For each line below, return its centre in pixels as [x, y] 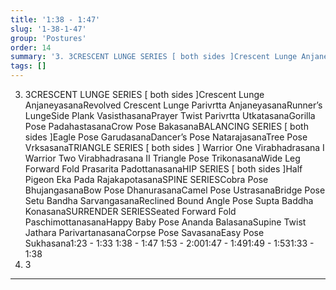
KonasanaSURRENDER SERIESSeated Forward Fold [130, 211]
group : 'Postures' [48, 38]
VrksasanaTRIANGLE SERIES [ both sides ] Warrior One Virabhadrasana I [174, 147]
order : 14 [31, 47]
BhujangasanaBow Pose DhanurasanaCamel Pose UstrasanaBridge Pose [175, 190]
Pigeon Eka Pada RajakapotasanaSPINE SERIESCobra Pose [146, 179]
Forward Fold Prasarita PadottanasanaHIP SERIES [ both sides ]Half [163, 169]
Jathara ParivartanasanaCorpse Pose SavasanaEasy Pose [144, 232]
